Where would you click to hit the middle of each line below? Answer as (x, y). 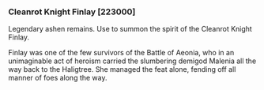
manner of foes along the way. (58, 78)
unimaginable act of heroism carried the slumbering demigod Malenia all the (132, 61)
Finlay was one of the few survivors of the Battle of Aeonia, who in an (121, 53)
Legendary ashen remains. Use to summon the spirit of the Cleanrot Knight (130, 29)
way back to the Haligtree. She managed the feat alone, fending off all (122, 69)
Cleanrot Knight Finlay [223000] (72, 12)
